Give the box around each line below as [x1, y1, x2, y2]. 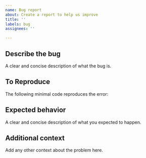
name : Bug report [5, 7, 42, 13]
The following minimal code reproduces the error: [5, 91, 109, 97]
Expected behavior [5, 106, 66, 114]
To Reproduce [5, 77, 51, 86]
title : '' [5, 17, 26, 22]
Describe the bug [5, 49, 61, 58]
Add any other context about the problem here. [5, 147, 104, 153]
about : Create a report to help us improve [5, 12, 99, 17]
